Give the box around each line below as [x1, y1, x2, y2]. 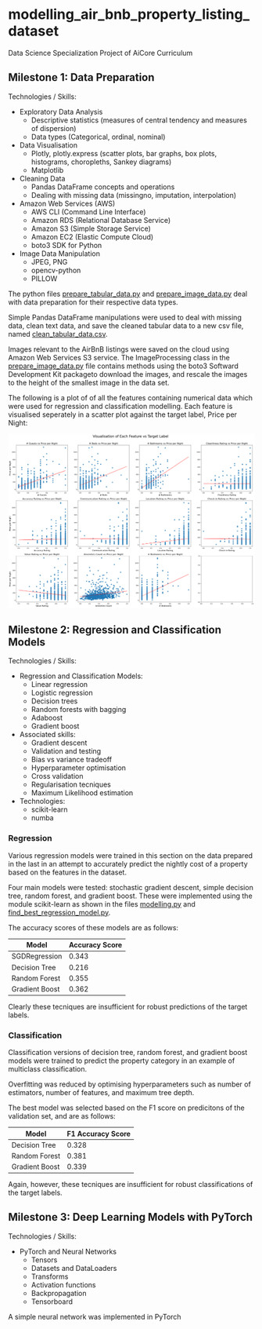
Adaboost [31, 713, 63, 723]
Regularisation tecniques [31, 780, 111, 790]
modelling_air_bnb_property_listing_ [8, 5, 250, 24]
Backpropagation [31, 1288, 87, 1298]
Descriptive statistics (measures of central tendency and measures [31, 115, 248, 125]
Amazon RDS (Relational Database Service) [31, 215, 171, 225]
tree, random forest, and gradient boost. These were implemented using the [8, 891, 253, 900]
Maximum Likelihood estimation [31, 788, 134, 798]
